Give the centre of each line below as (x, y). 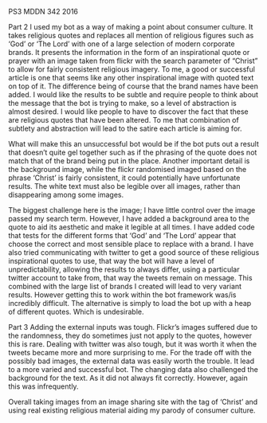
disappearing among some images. (66, 195)
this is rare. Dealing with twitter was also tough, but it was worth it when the (133, 344)
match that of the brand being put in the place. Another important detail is (129, 161)
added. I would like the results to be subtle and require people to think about (133, 94)
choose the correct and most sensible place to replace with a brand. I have (131, 244)
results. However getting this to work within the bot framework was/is (122, 295)
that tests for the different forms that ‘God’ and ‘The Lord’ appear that (122, 235)
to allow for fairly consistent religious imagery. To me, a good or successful (132, 69)
